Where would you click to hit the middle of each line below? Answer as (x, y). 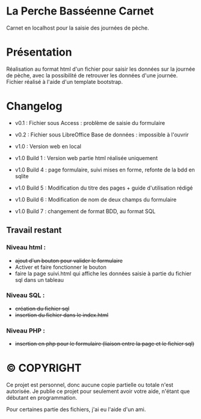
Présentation (39, 52)
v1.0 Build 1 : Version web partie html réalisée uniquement (86, 158)
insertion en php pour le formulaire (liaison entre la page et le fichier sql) (104, 344)
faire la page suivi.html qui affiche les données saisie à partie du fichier (103, 273)
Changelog (34, 106)
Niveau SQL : (26, 295)
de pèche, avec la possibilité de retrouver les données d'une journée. (92, 75)
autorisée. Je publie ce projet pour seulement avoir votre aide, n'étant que (98, 391)
